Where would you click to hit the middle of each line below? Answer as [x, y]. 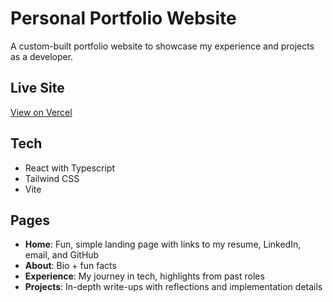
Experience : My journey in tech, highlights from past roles [144, 276]
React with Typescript [70, 168]
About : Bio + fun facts [70, 266]
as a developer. [42, 56]
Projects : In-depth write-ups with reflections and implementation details [173, 287]
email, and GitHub [62, 255]
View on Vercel [41, 112]
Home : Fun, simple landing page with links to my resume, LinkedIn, [163, 244]
